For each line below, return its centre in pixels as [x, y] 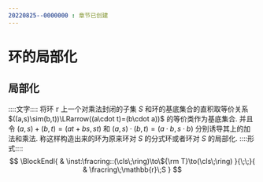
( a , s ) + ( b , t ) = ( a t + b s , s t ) [59, 128]
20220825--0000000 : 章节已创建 [58, 15]
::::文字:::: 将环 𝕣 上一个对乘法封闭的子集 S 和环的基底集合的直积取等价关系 [128, 109]
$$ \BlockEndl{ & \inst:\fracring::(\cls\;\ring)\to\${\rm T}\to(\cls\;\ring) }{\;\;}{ [132, 161]
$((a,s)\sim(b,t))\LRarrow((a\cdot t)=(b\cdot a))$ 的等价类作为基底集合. [123, 118]
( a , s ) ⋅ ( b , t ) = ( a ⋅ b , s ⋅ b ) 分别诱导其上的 [178, 128]
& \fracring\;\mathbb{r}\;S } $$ [132, 169]
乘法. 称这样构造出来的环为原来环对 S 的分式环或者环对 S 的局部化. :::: [135, 138]
